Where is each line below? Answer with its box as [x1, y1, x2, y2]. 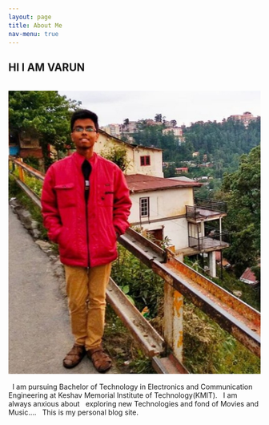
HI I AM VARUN [8, 60, 86, 74]
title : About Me [8, 21, 62, 30]
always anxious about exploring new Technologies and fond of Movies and [8, 399, 259, 408]
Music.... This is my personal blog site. [8, 407, 139, 417]
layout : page [8, 13, 52, 21]
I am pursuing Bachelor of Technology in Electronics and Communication [11, 382, 253, 391]
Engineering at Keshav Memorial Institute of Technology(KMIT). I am [8, 391, 238, 400]
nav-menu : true [8, 30, 59, 38]
